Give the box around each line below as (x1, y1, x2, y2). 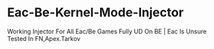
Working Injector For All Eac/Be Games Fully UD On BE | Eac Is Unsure (7, 27, 207, 35)
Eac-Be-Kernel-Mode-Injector (7, 5, 184, 20)
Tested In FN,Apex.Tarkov (7, 34, 81, 42)
